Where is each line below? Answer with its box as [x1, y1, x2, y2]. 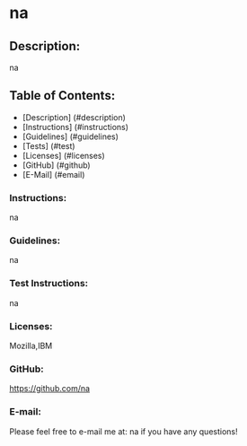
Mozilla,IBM [9, 340, 53, 351]
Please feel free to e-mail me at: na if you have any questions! [9, 425, 238, 437]
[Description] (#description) [22, 111, 126, 123]
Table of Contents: [9, 88, 116, 103]
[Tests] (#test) [22, 140, 75, 151]
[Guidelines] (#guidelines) [22, 131, 119, 142]
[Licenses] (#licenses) [22, 150, 105, 161]
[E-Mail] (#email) [22, 169, 85, 179]
